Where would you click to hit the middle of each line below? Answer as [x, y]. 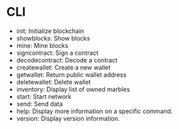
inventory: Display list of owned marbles [73, 89]
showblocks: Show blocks [53, 38]
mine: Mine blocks [42, 45]
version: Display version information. [68, 118]
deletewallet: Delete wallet [53, 82]
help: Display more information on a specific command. [94, 111]
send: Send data [39, 104]
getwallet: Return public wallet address [71, 74]
